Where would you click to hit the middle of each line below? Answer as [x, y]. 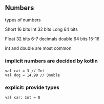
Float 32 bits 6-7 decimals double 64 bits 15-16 [52, 39]
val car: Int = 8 [23, 98]
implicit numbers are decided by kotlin [52, 61]
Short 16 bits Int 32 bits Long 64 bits [42, 29]
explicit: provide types [32, 87]
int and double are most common [38, 48]
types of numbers [23, 20]
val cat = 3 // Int [25, 71]
